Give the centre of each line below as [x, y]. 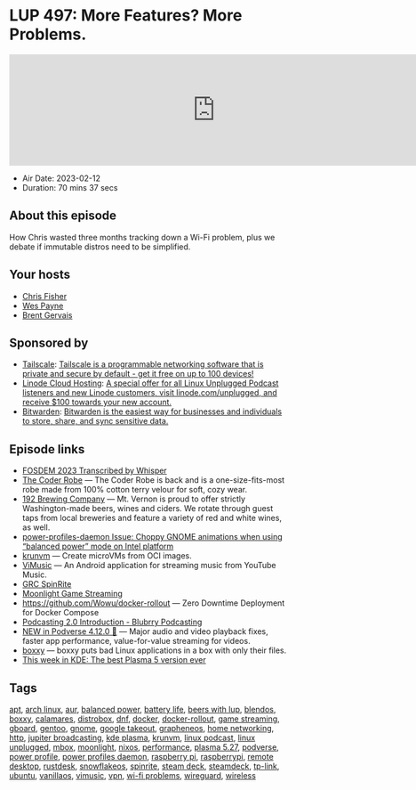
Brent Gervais [47, 315]
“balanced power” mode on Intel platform [98, 546]
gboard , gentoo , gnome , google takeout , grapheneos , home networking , [142, 728]
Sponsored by [49, 342]
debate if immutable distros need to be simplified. [100, 247]
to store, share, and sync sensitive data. [95, 421]
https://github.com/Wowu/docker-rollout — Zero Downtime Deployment [153, 603]
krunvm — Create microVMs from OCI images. [107, 556]
